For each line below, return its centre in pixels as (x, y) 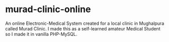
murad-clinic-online (48, 9)
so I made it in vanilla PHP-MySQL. (41, 34)
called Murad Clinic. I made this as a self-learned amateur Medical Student (83, 28)
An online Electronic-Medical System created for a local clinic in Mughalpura (85, 23)
